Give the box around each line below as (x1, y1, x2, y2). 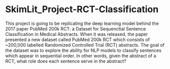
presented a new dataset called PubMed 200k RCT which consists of (5, 37, 150, 43)
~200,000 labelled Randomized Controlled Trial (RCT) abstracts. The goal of (5, 42, 165, 48)
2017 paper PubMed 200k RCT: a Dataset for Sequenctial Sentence (5, 25, 146, 31)
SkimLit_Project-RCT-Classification (5, 4, 159, 15)
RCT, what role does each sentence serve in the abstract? (5, 58, 127, 64)
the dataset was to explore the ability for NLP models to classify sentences (5, 47, 161, 53)
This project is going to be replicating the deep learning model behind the (5, 20, 159, 26)
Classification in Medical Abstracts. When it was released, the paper (5, 31, 148, 37)
